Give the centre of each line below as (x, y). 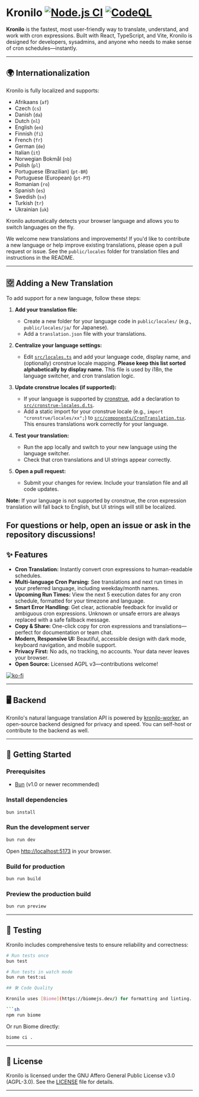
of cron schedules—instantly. (42, 48)
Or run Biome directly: (33, 1026)
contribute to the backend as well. (48, 730)
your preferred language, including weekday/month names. (87, 588)
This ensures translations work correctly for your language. (96, 424)
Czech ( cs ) (28, 108)
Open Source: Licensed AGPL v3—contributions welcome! (86, 664)
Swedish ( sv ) (31, 197)
